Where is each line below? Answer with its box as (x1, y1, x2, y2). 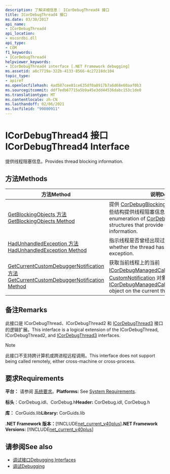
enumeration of (109, 215, 146, 222)
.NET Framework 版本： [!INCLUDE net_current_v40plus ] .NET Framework (5, 421, 158, 427)
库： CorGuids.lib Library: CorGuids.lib (5, 410, 85, 416)
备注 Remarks (5, 306, 48, 314)
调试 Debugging (12, 463, 45, 469)
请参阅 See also (5, 442, 53, 451)
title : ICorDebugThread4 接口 (5, 12, 67, 17)
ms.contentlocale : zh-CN (5, 97, 58, 102)
